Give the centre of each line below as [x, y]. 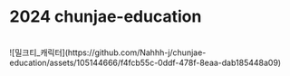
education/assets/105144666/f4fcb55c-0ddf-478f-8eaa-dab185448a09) [145, 62]
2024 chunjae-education [106, 17]
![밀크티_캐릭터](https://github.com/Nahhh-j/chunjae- [108, 52]
